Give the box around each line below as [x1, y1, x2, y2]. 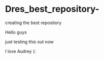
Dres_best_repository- [5, 3, 100, 15]
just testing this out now [5, 38, 54, 45]
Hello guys [5, 29, 27, 35]
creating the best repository [5, 20, 62, 26]
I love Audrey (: [5, 48, 36, 54]
